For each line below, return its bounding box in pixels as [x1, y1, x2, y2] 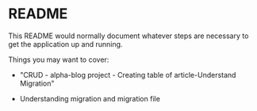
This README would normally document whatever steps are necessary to [8, 31, 249, 40]
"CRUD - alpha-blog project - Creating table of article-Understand [19, 70, 236, 79]
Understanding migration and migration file [19, 94, 161, 103]
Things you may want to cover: [8, 55, 109, 64]
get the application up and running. [8, 39, 123, 48]
